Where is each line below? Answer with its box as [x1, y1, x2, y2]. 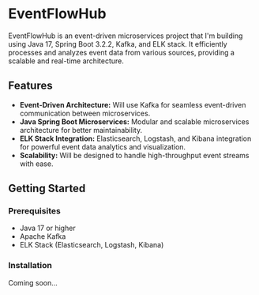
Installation [8, 260, 53, 271]
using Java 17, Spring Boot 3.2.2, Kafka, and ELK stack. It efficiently [8, 39, 227, 48]
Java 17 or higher [19, 223, 77, 233]
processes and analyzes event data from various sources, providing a [8, 47, 235, 57]
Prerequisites [8, 206, 61, 217]
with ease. [19, 159, 54, 168]
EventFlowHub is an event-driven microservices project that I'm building [8, 31, 243, 40]
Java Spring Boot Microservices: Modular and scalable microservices [19, 116, 250, 127]
